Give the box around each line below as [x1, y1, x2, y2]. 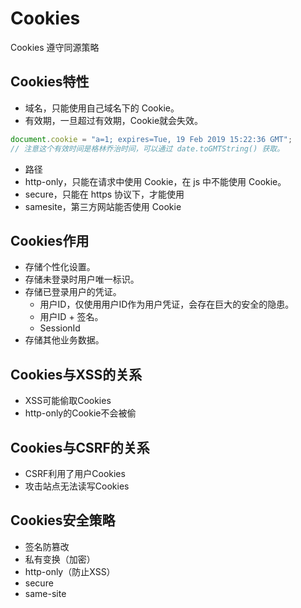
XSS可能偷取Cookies [24, 395, 112, 407]
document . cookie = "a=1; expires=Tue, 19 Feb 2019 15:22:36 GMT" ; [10, 134, 293, 144]
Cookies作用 [10, 232, 90, 249]
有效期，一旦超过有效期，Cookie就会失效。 [24, 114, 204, 126]
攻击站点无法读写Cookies [24, 480, 130, 492]
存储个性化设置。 [24, 261, 96, 273]
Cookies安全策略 [10, 512, 116, 529]
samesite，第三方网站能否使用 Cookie [24, 200, 182, 212]
